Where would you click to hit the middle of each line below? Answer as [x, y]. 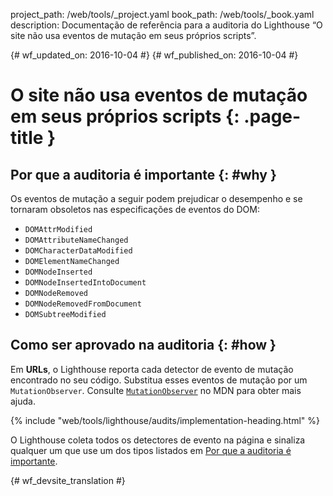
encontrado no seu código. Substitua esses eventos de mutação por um [159, 380]
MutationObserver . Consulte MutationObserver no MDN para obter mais [156, 390]
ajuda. [23, 401]
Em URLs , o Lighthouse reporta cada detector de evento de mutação [152, 369]
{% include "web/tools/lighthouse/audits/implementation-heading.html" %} [165, 420]
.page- [272, 116]
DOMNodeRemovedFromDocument [83, 304]
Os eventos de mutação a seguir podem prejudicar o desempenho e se [156, 198]
